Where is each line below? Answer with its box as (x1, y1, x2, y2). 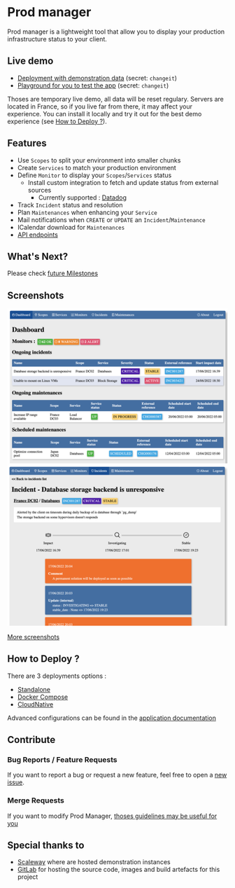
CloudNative (17, 700, 54, 708)
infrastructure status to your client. (7, 34, 107, 43)
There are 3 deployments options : (7, 672, 107, 680)
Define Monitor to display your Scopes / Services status (17, 171, 172, 179)
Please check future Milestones (7, 269, 99, 277)
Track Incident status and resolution (17, 200, 124, 209)
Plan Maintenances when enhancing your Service (17, 208, 157, 216)
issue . (7, 778, 24, 786)
